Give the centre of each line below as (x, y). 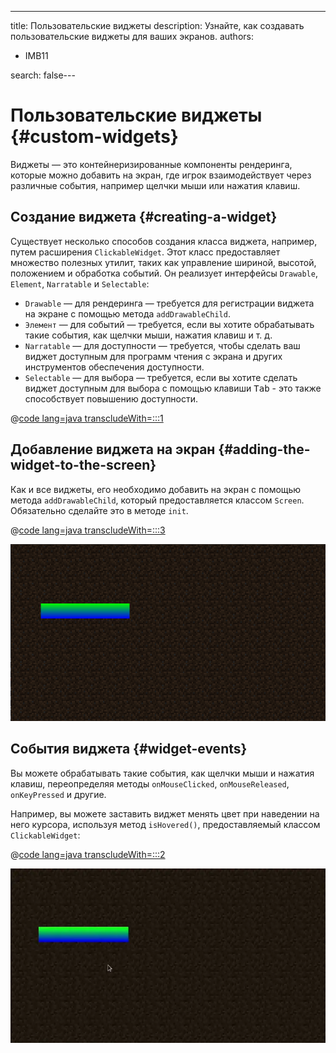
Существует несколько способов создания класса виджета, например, (164, 241)
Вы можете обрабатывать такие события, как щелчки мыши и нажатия (162, 773)
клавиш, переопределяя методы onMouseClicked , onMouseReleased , (150, 783)
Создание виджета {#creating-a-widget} (144, 217)
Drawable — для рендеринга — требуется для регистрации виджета (169, 303)
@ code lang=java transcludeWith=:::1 (87, 418)
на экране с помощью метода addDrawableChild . (127, 313)
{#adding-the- (264, 449)
